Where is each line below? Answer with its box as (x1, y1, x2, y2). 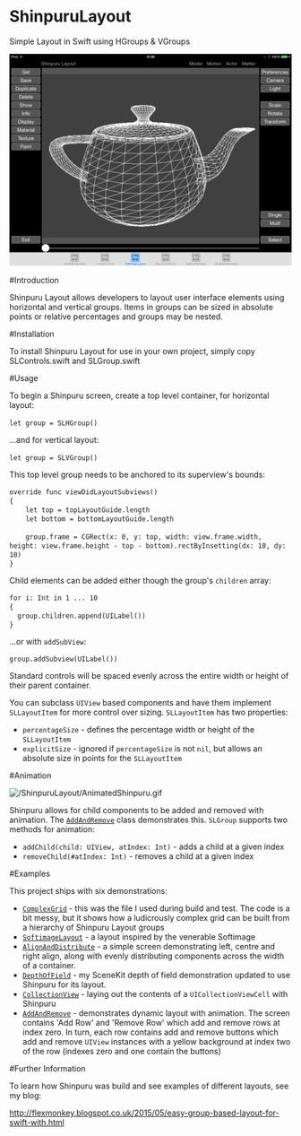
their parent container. (9, 680, 91, 690)
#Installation (9, 328, 56, 339)
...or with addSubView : (9, 636, 87, 646)
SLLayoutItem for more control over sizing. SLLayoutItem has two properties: (9, 707, 288, 717)
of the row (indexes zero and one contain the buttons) (21, 1045, 222, 1056)
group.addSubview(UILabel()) (9, 655, 118, 663)
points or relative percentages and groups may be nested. (9, 311, 224, 322)
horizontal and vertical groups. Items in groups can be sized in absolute (9, 301, 273, 312)
